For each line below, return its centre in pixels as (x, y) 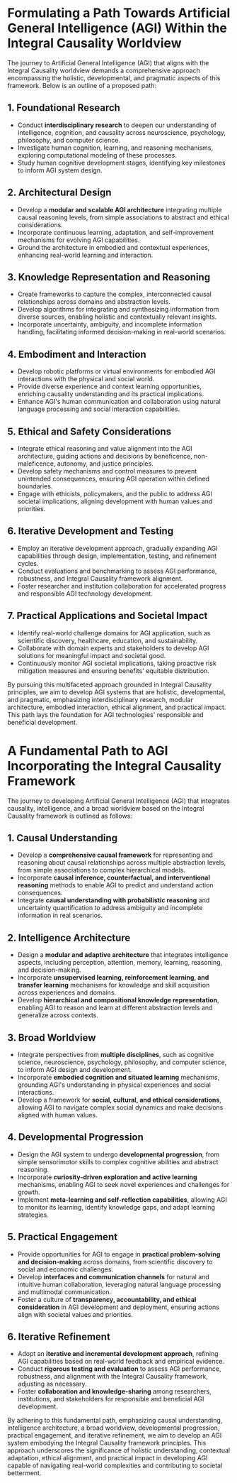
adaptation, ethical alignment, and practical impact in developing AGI (108, 1458)
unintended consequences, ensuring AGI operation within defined (114, 478)
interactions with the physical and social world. (86, 379)
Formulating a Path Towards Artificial (119, 13)
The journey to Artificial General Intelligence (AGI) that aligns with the (108, 62)
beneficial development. (42, 722)
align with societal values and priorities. (75, 1314)
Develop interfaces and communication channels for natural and (114, 1276)
